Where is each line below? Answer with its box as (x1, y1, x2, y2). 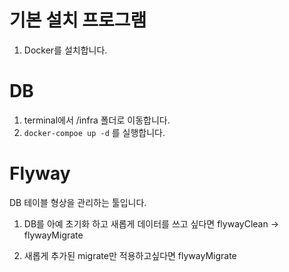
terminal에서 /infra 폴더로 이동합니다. (23, 114, 171, 126)
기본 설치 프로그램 (9, 9, 147, 32)
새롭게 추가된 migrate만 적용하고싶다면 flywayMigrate (23, 249, 237, 261)
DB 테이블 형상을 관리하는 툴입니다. (9, 196, 147, 208)
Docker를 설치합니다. (23, 44, 108, 56)
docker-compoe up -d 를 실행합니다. (23, 126, 166, 138)
